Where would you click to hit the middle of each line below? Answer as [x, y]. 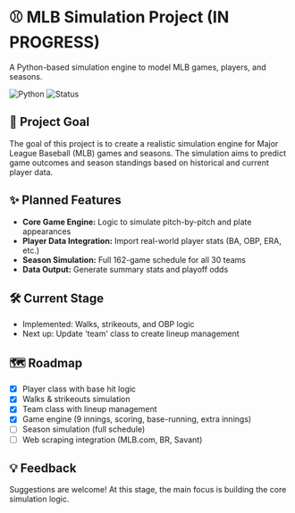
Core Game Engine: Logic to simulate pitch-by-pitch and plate [137, 222]
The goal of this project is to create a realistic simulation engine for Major [144, 143]
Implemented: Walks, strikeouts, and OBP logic [108, 324]
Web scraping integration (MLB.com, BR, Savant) [112, 440]
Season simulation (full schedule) [84, 429]
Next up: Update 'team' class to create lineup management [131, 334]
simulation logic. [39, 499]
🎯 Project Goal [50, 122]
